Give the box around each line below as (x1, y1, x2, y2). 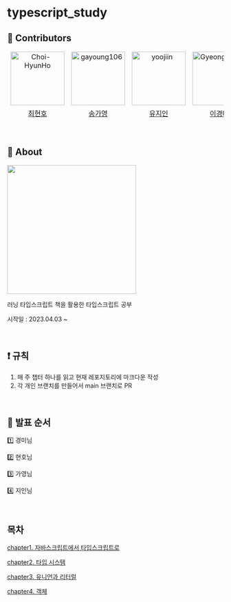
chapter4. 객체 (7, 588, 47, 596)
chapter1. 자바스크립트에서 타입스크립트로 (7, 544, 120, 552)
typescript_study (7, 5, 108, 21)
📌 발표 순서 (7, 417, 52, 429)
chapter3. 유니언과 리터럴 (7, 572, 77, 581)
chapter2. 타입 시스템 (7, 558, 66, 566)
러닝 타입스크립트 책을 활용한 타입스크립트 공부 (7, 300, 133, 309)
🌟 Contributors (7, 32, 72, 44)
